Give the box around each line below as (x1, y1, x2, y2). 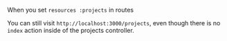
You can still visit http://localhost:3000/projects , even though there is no (7, 19, 221, 27)
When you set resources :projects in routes (7, 6, 134, 14)
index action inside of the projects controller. (7, 27, 135, 34)
